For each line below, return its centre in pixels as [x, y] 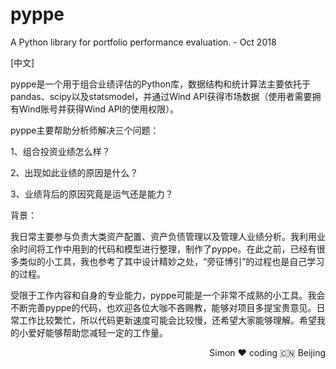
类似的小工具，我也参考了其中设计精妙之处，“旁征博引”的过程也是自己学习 [171, 261]
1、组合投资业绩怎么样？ [60, 151]
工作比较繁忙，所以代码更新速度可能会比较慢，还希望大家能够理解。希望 [167, 320]
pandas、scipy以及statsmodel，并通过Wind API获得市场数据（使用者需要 [161, 96]
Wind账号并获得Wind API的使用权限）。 [99, 109]
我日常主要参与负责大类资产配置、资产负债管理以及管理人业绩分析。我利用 [163, 236]
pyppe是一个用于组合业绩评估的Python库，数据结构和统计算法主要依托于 [161, 84]
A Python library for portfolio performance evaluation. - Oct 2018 [143, 42]
